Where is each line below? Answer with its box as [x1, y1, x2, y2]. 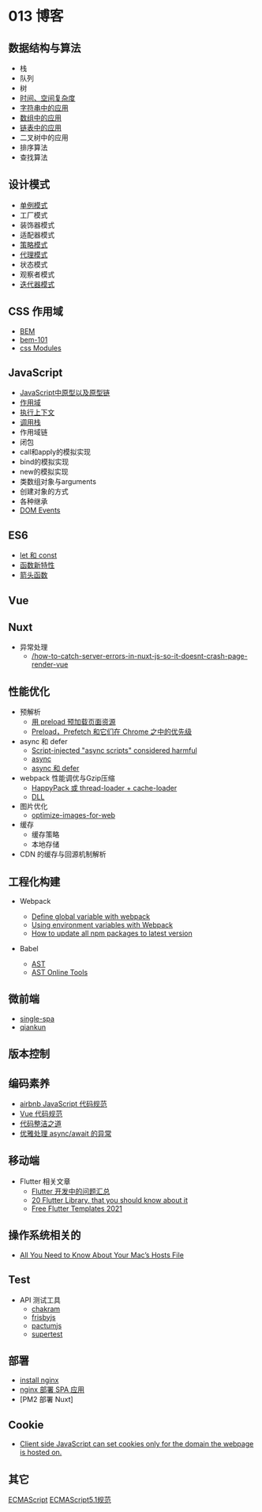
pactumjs [31, 1321, 62, 1330]
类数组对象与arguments [19, 477, 97, 486]
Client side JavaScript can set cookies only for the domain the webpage [19, 1439, 254, 1449]
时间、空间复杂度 [19, 93, 76, 103]
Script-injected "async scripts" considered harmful [31, 746, 197, 755]
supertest [31, 1329, 63, 1339]
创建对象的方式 [19, 487, 69, 497]
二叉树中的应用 [19, 133, 69, 142]
